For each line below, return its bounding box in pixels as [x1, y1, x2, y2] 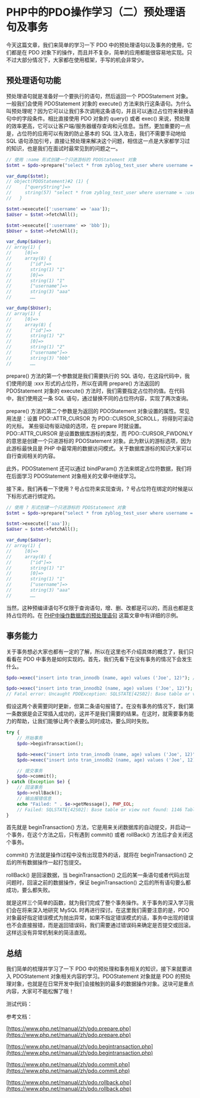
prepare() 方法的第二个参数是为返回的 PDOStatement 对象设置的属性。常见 [6, 407, 190, 414]
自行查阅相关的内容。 [6, 452, 58, 459]
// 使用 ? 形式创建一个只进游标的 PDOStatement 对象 [6, 504, 126, 510]
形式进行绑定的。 [16, 493, 58, 500]
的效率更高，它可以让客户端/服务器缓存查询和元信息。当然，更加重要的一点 [6, 122, 191, 129]
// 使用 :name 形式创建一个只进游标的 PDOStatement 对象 [6, 157, 137, 163]
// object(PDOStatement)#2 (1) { [6, 179, 89, 185]
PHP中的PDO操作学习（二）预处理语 [6, 5, 186, 19]
